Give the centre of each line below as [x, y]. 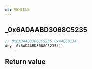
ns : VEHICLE [17, 10]
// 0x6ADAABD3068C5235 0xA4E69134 [41, 41]
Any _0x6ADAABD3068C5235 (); [34, 46]
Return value [25, 61]
